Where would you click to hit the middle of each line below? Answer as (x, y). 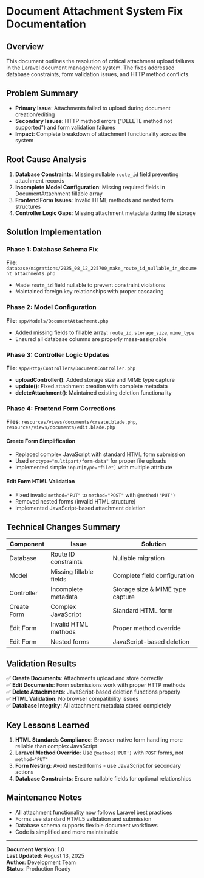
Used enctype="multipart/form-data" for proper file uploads (90, 461)
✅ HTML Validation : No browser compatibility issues (72, 699)
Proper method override (147, 628)
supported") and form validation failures (65, 127)
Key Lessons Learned (48, 725)
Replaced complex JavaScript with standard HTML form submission (100, 454)
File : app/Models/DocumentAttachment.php (57, 320)
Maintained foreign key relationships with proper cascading (89, 292)
